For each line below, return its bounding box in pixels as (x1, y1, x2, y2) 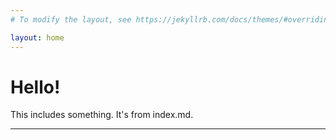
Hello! (10, 76, 61, 98)
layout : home (10, 32, 65, 43)
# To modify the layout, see (10, 14, 132, 25)
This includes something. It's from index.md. (10, 109, 194, 121)
